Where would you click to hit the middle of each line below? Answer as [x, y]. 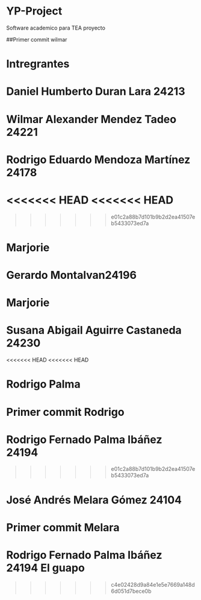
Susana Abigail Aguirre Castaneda [94, 330]
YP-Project [34, 11]
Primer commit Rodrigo [65, 412]
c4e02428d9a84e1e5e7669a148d [153, 584]
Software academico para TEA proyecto [56, 28]
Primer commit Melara [63, 527]
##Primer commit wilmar [37, 39]
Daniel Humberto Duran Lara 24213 [96, 91]
